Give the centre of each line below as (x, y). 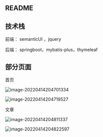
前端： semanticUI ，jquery (33, 39)
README (19, 8)
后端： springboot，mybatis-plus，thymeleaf (51, 50)
